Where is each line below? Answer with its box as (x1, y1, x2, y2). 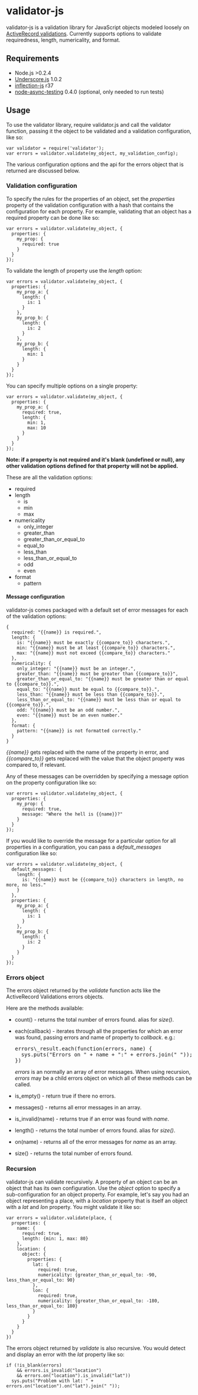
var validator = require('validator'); (6, 145, 105, 151)
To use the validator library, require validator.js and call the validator (6, 121, 171, 128)
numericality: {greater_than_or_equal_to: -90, (37, 1272, 158, 1278)
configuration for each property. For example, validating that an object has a (6, 207, 192, 215)
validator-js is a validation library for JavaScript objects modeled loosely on (6, 24, 190, 31)
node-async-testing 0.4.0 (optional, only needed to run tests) (14, 88, 164, 95)
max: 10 (27, 425, 46, 431)
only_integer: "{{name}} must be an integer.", (17, 665, 136, 672)
